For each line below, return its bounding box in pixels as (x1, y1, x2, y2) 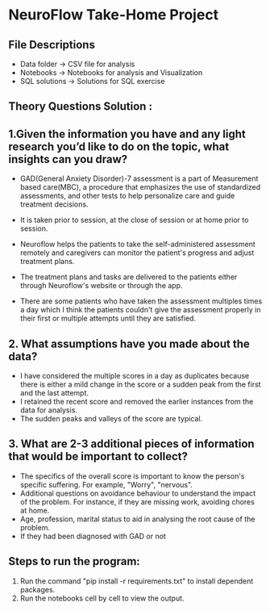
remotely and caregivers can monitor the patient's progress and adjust (19, 248, 255, 257)
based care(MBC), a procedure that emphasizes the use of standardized (19, 182, 261, 192)
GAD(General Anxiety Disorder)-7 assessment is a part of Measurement (19, 174, 259, 183)
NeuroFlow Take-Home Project (8, 6, 219, 24)
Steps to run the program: (8, 555, 141, 568)
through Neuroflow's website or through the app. (19, 281, 183, 291)
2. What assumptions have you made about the (8, 337, 250, 350)
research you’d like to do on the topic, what (8, 140, 230, 153)
